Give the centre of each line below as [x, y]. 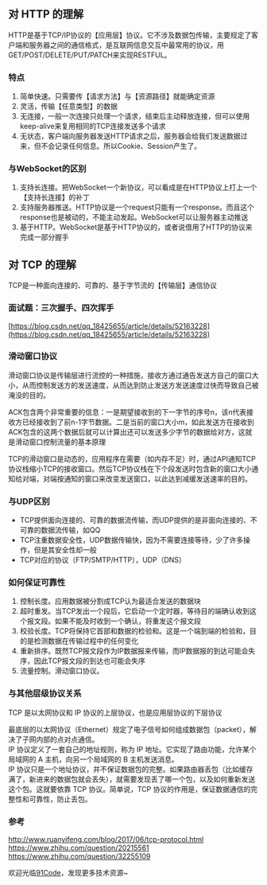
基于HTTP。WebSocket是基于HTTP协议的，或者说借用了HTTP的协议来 [136, 227]
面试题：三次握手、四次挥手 [61, 308]
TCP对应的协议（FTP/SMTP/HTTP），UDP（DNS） [103, 560]
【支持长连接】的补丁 [54, 197]
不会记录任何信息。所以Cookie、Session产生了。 [121, 146]
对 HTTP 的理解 [46, 14]
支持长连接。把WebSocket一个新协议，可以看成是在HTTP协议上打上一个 [138, 187]
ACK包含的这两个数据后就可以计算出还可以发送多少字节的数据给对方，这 [127, 431]
